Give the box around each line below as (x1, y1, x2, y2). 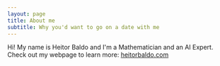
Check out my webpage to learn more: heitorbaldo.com (7, 50, 169, 59)
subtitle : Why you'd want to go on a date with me (7, 23, 160, 31)
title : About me (7, 17, 55, 24)
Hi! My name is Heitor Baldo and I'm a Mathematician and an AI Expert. (7, 43, 214, 52)
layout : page (7, 10, 46, 18)
